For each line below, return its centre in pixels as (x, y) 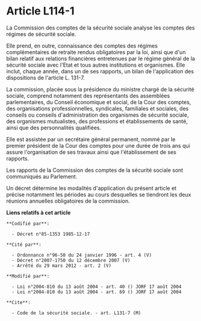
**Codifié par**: (28, 224)
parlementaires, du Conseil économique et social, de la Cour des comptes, (99, 102)
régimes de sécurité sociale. (41, 34)
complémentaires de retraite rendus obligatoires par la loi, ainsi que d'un (96, 52)
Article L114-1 (40, 11)
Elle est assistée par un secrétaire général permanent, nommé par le (91, 139)
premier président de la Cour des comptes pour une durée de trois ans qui (98, 145)
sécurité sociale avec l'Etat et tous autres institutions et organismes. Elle (96, 65)
